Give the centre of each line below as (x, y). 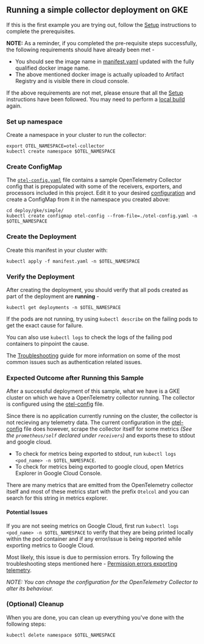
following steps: (26, 624)
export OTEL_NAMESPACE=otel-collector (55, 146)
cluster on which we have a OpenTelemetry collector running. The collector (100, 398)
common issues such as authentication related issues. (74, 362)
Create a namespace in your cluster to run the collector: (76, 135)
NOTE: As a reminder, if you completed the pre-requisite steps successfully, (102, 43)
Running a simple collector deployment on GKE (97, 10)
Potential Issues (27, 512)
